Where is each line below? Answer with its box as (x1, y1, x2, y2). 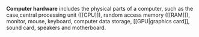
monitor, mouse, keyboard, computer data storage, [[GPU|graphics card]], (6, 18, 190, 24)
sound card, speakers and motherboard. (6, 24, 106, 31)
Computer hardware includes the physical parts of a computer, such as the (6, 5, 194, 12)
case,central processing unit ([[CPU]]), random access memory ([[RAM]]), (6, 11, 191, 18)
